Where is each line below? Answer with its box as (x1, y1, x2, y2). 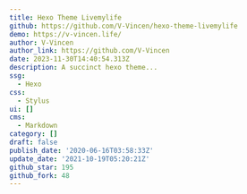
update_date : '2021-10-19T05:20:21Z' (9, 154, 150, 164)
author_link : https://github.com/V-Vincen (9, 46, 170, 55)
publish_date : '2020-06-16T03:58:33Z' (9, 146, 154, 155)
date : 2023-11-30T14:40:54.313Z (9, 55, 130, 63)
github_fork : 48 (9, 171, 70, 180)
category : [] (9, 130, 58, 139)
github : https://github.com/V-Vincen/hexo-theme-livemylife (9, 21, 239, 30)
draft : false (9, 138, 58, 147)
